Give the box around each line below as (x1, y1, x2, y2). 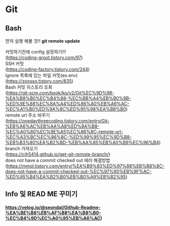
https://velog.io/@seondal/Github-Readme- (5, 204, 101, 210)
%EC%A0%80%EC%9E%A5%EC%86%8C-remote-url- (5, 129, 123, 134)
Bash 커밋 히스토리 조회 (5, 84, 52, 90)
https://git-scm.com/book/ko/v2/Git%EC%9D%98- (7, 90, 115, 96)
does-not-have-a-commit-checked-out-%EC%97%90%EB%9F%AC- (5, 168, 152, 174)
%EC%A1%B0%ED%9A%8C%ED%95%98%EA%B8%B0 (5, 106, 126, 112)
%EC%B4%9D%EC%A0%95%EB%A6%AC (5, 215, 101, 221)
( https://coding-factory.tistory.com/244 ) (5, 66, 90, 72)
